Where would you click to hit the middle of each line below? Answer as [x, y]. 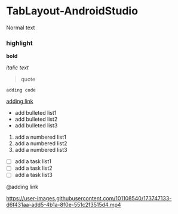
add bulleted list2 [36, 119]
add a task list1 [33, 161]
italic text [17, 68]
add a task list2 [33, 168]
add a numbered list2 [41, 143]
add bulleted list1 [36, 113]
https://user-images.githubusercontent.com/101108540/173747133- [89, 198]
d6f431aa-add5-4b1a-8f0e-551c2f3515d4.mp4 [64, 205]
